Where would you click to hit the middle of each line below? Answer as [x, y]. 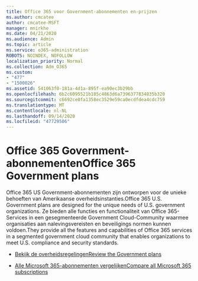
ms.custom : [20, 72]
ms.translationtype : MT [35, 105]
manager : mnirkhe [27, 28]
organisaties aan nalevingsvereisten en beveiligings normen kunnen [89, 224]
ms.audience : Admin [30, 39]
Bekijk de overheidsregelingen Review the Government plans [88, 254]
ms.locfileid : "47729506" [38, 122]
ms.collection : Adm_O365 [37, 67]
